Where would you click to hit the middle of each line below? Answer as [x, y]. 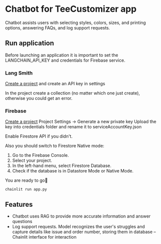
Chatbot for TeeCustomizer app [71, 9]
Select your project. [32, 161]
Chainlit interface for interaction [44, 237]
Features [19, 204]
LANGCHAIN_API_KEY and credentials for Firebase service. [65, 60]
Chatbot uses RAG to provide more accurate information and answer [81, 216]
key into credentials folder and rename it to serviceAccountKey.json [73, 127]
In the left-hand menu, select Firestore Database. [62, 166]
